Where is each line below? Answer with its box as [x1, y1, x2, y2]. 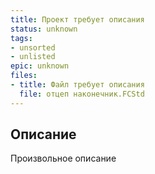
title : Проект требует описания [10, 14, 145, 25]
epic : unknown [10, 61, 70, 71]
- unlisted [10, 52, 56, 62]
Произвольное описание [10, 152, 117, 165]
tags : [10, 33, 33, 43]
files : [10, 71, 38, 81]
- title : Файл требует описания [10, 80, 145, 90]
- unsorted [10, 42, 56, 53]
